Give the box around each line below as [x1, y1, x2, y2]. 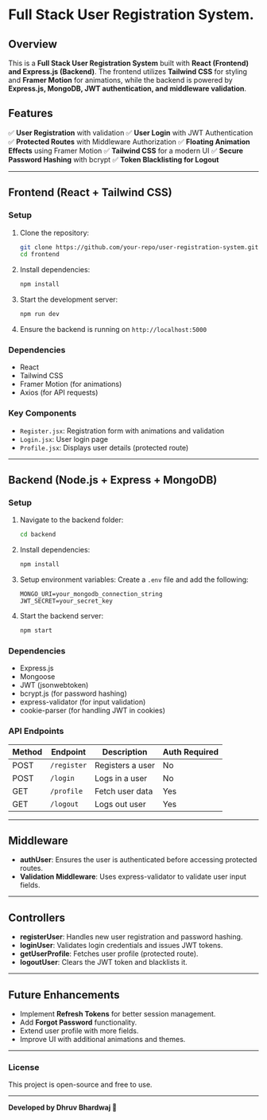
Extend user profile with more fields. [19, 1025, 139, 1036]
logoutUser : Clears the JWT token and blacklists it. [19, 958, 188, 967]
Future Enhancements [8, 988, 121, 1001]
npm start [19, 626, 53, 634]
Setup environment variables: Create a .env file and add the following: [19, 575, 249, 584]
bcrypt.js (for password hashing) [19, 689, 127, 698]
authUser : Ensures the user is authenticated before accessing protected [19, 855, 257, 864]
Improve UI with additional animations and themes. [19, 1034, 186, 1044]
